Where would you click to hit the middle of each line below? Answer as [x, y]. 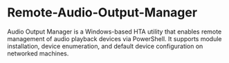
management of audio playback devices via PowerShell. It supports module [115, 38]
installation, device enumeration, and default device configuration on [105, 46]
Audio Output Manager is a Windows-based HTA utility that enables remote [114, 32]
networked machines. [38, 53]
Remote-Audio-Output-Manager [102, 13]
